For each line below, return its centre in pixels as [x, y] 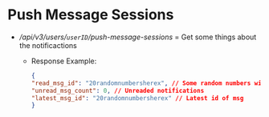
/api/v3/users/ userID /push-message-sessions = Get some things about [138, 37]
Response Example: [64, 61]
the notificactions [48, 45]
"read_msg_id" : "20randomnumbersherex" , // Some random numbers [141, 83]
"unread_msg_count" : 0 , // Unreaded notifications [118, 91]
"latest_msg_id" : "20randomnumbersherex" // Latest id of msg [137, 98]
